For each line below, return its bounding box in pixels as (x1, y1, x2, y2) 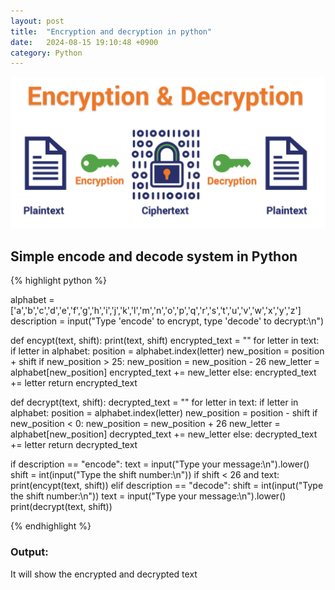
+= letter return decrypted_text (10, 439, 138, 451)
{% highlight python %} (10, 275, 107, 287)
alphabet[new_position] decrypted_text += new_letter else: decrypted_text (10, 428, 318, 440)
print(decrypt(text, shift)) (10, 501, 113, 513)
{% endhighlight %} (10, 520, 92, 532)
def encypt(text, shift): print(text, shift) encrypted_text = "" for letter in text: (10, 335, 320, 347)
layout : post (10, 16, 65, 26)
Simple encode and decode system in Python (10, 248, 298, 265)
